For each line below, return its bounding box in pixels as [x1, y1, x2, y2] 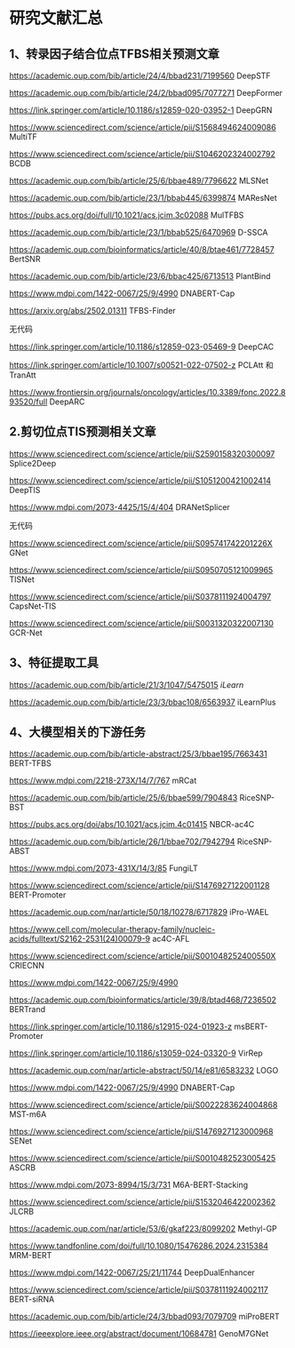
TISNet [9, 574, 36, 585]
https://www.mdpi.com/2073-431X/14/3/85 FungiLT [9, 863, 198, 873]
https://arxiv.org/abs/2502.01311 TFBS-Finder [9, 306, 176, 315]
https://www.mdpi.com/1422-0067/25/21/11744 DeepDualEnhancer [9, 1267, 255, 1278]
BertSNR [9, 254, 41, 264]
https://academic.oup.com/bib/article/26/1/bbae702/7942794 [9, 836, 235, 847]
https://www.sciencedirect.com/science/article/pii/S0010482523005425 [9, 1153, 276, 1164]
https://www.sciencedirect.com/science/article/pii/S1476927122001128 [9, 881, 270, 891]
